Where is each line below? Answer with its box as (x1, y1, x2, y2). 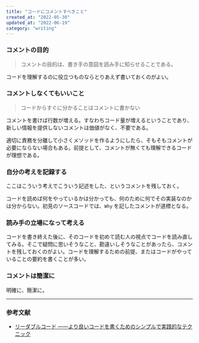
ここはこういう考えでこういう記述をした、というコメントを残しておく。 (6, 182, 182, 190)
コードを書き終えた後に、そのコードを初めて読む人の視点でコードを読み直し (6, 233, 193, 240)
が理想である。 (6, 151, 43, 158)
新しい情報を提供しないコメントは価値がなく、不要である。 (6, 124, 152, 131)
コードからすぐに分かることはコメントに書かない (20, 104, 140, 111)
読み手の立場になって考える (6, 219, 85, 227)
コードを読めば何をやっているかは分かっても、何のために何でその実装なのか (6, 195, 192, 202)
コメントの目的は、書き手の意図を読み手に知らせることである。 (20, 61, 176, 68)
